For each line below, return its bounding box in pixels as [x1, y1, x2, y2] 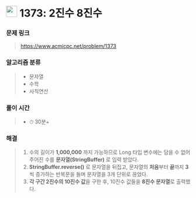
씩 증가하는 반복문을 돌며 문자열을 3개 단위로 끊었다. [29, 171, 148, 178]
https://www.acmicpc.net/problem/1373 [20, 43, 116, 50]
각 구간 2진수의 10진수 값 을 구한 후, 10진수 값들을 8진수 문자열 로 [29, 178, 175, 185]
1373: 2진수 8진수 [19, 6, 102, 20]
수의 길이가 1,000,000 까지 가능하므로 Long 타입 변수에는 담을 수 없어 [29, 149, 191, 156]
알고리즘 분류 [6, 58, 41, 66]
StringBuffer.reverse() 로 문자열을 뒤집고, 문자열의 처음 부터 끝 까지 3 [29, 163, 189, 170]
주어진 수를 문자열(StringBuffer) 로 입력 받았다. [29, 156, 139, 163]
